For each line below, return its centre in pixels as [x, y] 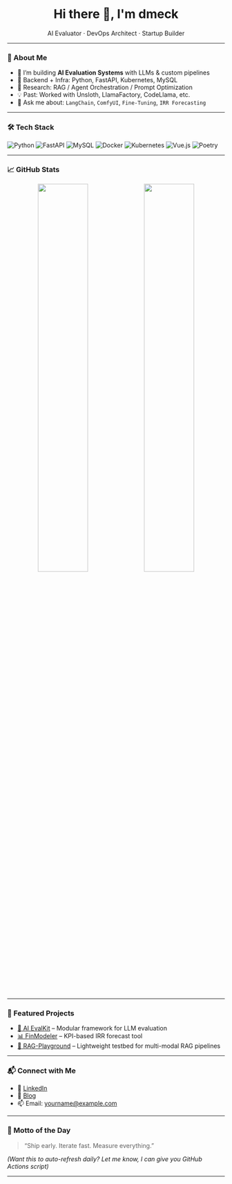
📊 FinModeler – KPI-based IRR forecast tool [80, 1036]
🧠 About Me [27, 57]
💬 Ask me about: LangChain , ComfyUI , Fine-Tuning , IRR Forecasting [112, 102]
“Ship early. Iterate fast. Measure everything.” [89, 1145]
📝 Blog [27, 1096]
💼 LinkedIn [32, 1089]
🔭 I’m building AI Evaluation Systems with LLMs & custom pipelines [114, 73]
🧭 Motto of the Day [39, 1131]
